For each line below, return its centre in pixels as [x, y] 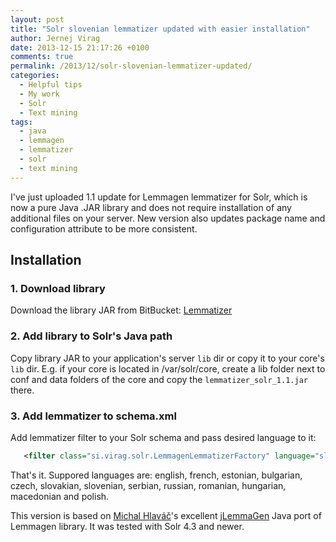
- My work [39, 94]
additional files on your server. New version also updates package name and [168, 218]
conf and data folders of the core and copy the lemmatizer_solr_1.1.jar [159, 379]
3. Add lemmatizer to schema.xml [93, 416]
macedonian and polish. [60, 496]
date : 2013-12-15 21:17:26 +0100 [80, 47]
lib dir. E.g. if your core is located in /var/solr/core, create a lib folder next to [168, 368]
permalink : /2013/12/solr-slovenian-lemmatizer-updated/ [131, 66]
